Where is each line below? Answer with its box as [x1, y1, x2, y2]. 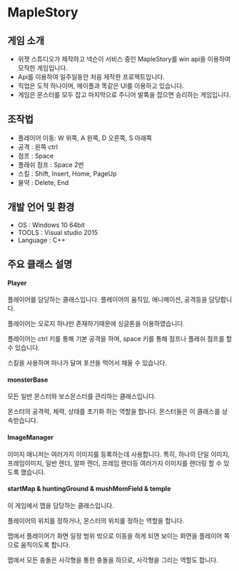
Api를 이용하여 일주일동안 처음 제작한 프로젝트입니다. [17, 73, 166, 81]
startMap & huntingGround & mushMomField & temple [7, 485, 171, 493]
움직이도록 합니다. [20, 540, 71, 549]
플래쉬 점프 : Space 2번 [17, 160, 84, 168]
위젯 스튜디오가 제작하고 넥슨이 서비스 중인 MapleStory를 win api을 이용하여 [17, 55, 230, 63]
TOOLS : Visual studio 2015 [17, 228, 98, 236]
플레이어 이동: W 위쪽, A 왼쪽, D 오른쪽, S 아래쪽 [17, 133, 152, 142]
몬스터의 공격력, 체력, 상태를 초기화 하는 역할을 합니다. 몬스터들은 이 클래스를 [7, 408, 220, 416]
